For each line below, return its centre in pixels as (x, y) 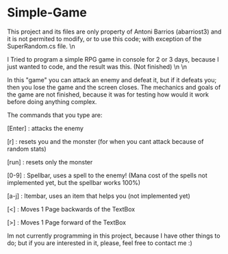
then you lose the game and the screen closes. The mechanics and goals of (114, 87)
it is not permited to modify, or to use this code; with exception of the (104, 38)
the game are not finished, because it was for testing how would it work (108, 94)
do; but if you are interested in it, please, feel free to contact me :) (100, 243)
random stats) (27, 149)
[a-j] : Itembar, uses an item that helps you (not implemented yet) (99, 196)
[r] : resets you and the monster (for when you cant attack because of (105, 141)
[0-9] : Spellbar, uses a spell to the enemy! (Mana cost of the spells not (107, 175)
